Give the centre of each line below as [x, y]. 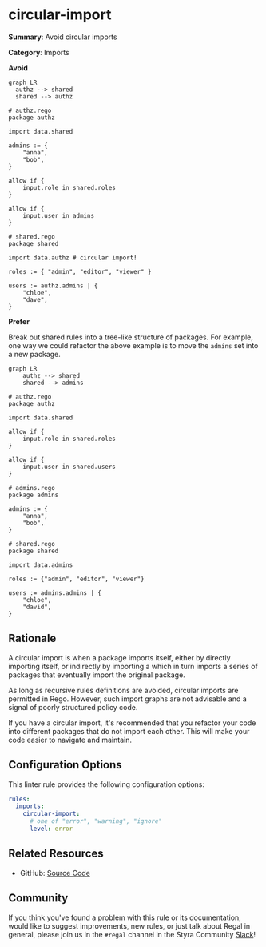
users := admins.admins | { [55, 593]
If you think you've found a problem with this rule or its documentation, [125, 917]
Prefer [19, 321]
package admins [34, 495]
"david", [37, 607]
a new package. [35, 354]
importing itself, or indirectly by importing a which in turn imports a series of [133, 666]
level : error [51, 829]
